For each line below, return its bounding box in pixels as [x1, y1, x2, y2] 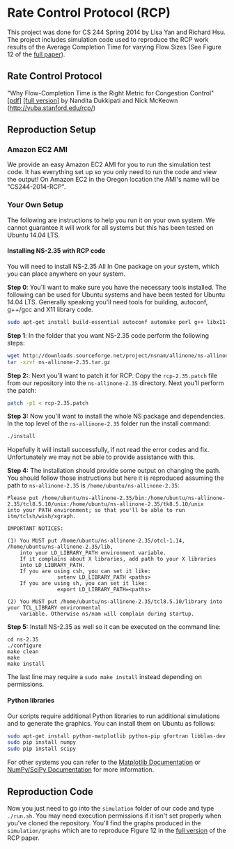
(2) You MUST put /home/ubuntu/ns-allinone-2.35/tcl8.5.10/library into [7, 598, 223, 605]
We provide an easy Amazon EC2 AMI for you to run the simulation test [7, 160, 211, 169]
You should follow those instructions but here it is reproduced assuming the [7, 474, 224, 482]
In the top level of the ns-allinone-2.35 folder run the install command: [7, 419, 211, 428]
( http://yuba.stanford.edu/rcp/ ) [7, 103, 96, 112]
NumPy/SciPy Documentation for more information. [7, 765, 155, 774]
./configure [7, 642, 42, 649]
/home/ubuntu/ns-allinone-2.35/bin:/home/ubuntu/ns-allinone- [41, 494, 226, 502]
